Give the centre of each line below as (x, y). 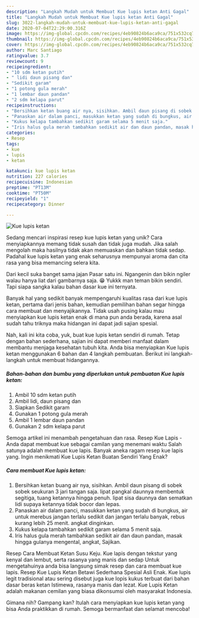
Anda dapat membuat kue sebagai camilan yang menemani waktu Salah (94, 444)
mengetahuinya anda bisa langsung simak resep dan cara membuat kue (94, 566)
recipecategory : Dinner (36, 204)
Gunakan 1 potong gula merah (51, 414)
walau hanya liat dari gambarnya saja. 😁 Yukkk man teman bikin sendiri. (94, 281)
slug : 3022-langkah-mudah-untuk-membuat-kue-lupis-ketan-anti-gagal (92, 23)
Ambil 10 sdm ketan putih (45, 395)
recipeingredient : (29, 67)
